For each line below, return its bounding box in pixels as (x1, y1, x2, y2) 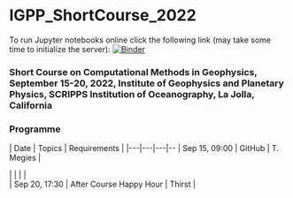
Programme (9, 123, 61, 135)
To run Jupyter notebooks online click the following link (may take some (9, 34, 272, 45)
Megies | (9, 152, 42, 164)
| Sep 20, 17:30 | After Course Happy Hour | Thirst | (9, 179, 197, 190)
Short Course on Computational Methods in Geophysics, (9, 65, 258, 78)
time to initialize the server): (9, 43, 111, 54)
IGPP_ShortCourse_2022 (9, 5, 197, 26)
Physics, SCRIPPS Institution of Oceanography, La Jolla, (9, 88, 255, 100)
